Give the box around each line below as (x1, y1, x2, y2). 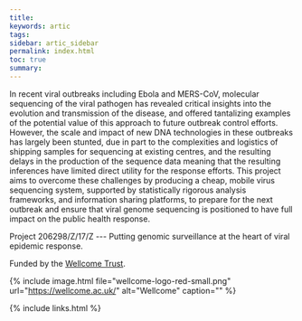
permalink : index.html (9, 47, 95, 56)
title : (9, 13, 34, 23)
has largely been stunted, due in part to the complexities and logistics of (9, 137, 278, 147)
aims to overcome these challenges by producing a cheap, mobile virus (9, 175, 276, 185)
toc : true (9, 55, 47, 64)
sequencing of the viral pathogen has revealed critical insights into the (9, 98, 271, 109)
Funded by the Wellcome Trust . (9, 258, 127, 269)
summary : (9, 64, 42, 73)
